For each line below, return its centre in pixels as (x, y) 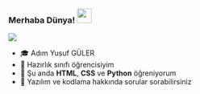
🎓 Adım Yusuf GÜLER (57, 53)
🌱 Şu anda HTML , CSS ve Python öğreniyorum (98, 73)
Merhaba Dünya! (42, 20)
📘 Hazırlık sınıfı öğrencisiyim (67, 65)
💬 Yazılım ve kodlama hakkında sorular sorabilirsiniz (106, 82)
